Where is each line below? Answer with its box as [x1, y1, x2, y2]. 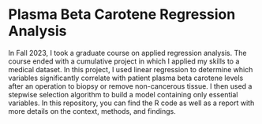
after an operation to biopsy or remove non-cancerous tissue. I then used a [8, 81, 253, 91]
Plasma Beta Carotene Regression [8, 5, 236, 24]
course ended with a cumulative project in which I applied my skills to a [8, 57, 240, 66]
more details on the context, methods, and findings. [8, 106, 176, 115]
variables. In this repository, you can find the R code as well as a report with [8, 98, 255, 108]
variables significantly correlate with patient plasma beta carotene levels [8, 73, 244, 82]
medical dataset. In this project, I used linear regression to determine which [8, 64, 253, 74]
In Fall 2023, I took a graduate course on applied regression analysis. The [8, 48, 247, 57]
